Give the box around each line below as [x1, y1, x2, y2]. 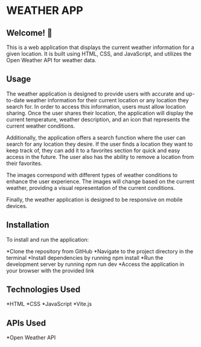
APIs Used [6, 318, 46, 328]
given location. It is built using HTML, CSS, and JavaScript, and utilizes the [6, 50, 192, 57]
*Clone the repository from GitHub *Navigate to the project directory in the [6, 247, 194, 255]
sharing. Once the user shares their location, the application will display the [6, 109, 193, 117]
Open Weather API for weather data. [6, 57, 97, 63]
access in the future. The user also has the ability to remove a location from [6, 153, 194, 160]
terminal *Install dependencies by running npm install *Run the [6, 254, 164, 261]
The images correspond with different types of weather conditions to [6, 171, 178, 178]
